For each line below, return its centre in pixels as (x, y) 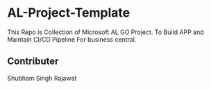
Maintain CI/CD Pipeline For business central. (72, 39)
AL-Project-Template (69, 13)
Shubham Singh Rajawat (42, 78)
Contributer (33, 62)
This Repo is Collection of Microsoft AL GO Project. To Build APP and (106, 32)
